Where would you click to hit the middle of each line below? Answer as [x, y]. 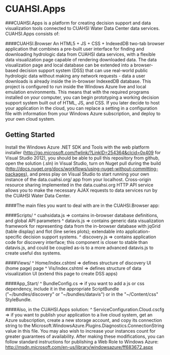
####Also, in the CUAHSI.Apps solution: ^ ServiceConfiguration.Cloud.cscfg [85, 309]
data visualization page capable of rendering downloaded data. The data [81, 59]
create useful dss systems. [33, 253]
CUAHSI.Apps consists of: [32, 33]
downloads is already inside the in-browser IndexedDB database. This [78, 81]
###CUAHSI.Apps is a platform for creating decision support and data [78, 23]
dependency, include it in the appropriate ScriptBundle [62, 289]
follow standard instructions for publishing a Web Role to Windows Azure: [82, 342]
